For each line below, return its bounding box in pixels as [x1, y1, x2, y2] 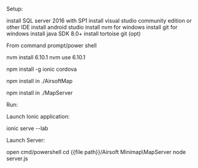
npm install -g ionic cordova [6, 65, 77, 73]
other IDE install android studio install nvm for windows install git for [6, 24, 178, 31]
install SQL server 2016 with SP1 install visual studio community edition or [6, 17, 192, 24]
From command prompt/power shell [6, 42, 97, 49]
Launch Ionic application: [6, 113, 70, 120]
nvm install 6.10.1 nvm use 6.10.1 [6, 54, 86, 60]
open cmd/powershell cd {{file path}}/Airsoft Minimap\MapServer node [6, 148, 186, 155]
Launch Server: [6, 137, 45, 144]
